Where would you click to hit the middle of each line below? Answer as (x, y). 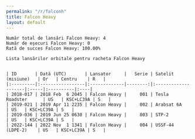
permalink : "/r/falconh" (36, 11)
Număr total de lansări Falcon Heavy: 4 (56, 39)
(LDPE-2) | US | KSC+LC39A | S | (56, 130)
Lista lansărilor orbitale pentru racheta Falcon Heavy (76, 59)
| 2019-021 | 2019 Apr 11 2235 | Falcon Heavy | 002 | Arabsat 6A (94, 105)
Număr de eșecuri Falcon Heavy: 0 (48, 44)
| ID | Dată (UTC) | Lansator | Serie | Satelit (90, 74)
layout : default (26, 22)
